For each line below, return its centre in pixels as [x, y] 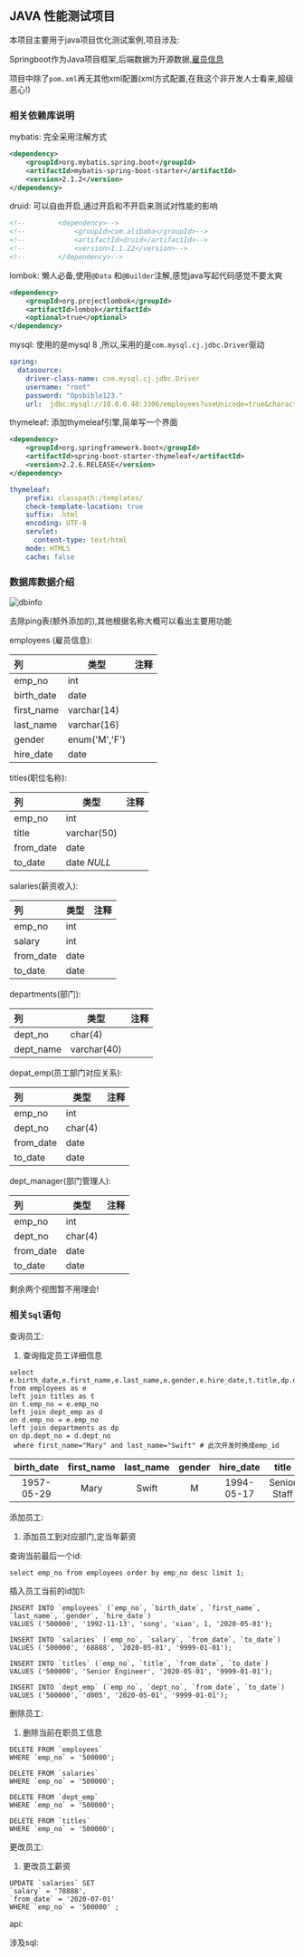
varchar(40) [96, 1049]
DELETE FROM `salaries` [54, 1774]
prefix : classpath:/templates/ [85, 498]
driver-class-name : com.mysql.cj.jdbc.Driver [113, 379]
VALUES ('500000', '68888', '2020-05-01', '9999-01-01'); [121, 1648]
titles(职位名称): [38, 778]
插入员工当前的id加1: [47, 1591]
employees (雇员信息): [51, 641]
